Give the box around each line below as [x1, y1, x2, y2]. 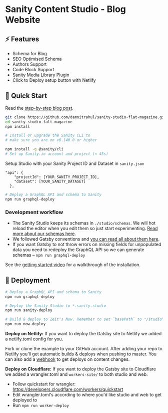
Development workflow [5, 209, 63, 216]
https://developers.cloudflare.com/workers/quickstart [12, 386, 123, 392]
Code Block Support [12, 67, 54, 72]
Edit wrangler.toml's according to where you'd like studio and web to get [12, 392, 162, 398]
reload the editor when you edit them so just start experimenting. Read [12, 225, 158, 231]
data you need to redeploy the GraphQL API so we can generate [12, 247, 144, 253]
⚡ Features [5, 35, 39, 43]
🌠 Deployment [5, 276, 50, 285]
